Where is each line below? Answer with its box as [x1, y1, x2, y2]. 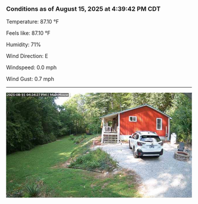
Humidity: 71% [6, 41, 41, 48]
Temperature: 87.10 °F [6, 18, 60, 25]
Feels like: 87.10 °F [6, 30, 51, 37]
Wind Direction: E [6, 53, 48, 60]
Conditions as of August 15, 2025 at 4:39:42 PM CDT [6, 5, 161, 13]
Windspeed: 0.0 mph [6, 64, 57, 71]
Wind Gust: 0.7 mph [6, 76, 54, 83]
